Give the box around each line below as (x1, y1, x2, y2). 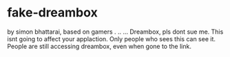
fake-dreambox (7, 5, 98, 21)
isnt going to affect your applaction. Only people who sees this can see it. (7, 34, 216, 43)
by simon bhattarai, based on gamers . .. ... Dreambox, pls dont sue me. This (7, 27, 224, 36)
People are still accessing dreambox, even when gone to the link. (7, 42, 191, 50)
